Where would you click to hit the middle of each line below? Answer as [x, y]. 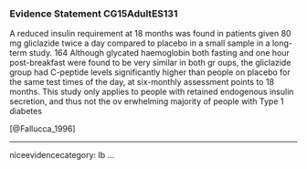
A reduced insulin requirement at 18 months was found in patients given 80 [150, 34]
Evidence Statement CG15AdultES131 [94, 14]
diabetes [26, 111]
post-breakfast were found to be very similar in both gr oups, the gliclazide [150, 63]
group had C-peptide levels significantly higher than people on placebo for [150, 72]
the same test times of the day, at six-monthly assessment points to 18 [142, 82]
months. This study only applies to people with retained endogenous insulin [152, 92]
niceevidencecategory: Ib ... [62, 155]
